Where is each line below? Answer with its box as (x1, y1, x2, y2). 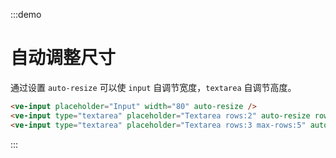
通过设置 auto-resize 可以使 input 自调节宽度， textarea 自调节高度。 (10, 81, 297, 93)
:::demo (10, 9, 42, 20)
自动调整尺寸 (10, 47, 117, 69)
